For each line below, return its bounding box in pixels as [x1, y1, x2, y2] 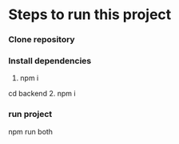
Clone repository [8, 34, 75, 45]
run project [8, 109, 53, 120]
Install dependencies [8, 56, 92, 67]
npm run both [8, 126, 54, 136]
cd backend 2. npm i [8, 89, 76, 99]
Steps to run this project [8, 6, 172, 24]
